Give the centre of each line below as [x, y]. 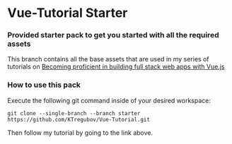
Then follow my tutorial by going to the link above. [80, 133]
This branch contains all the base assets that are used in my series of [109, 59]
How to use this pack [44, 85]
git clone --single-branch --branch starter [74, 113]
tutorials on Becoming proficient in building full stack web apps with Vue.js [116, 67]
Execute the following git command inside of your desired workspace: [109, 100]
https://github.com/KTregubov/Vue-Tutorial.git [79, 119]
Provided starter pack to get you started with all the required [113, 35]
